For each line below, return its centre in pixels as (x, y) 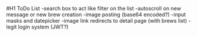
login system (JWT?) (43, 27)
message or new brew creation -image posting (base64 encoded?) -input (96, 15)
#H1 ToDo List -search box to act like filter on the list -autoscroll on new (94, 8)
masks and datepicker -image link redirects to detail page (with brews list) (97, 21)
